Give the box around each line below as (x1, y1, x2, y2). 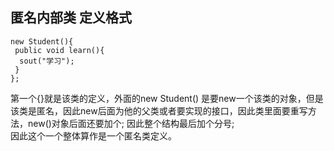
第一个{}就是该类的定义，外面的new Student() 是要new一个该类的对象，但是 (10, 92, 324, 104)
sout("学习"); (19, 56, 75, 66)
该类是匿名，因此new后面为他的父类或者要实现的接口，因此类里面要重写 (10, 104, 308, 117)
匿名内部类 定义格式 (10, 9, 132, 27)
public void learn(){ (14, 45, 105, 55)
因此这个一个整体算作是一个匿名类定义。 (10, 129, 177, 142)
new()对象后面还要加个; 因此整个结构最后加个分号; (27, 117, 235, 129)
